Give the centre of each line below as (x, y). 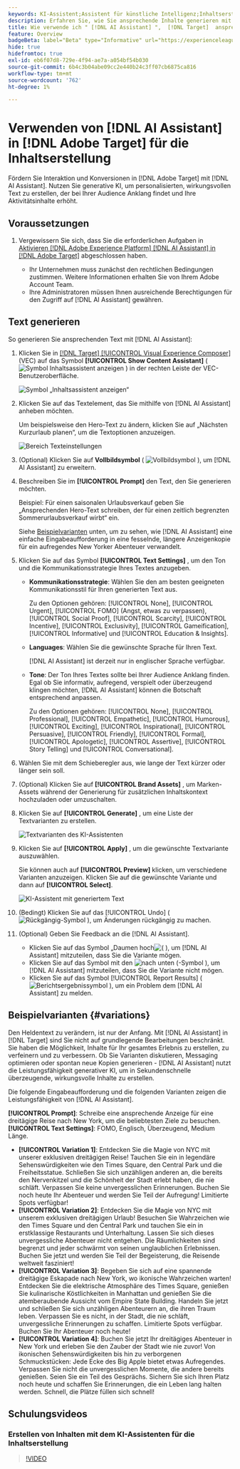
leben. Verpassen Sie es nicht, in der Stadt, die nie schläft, (104, 1316)
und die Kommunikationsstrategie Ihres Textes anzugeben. (105, 568)
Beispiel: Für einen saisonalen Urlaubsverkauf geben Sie (101, 502)
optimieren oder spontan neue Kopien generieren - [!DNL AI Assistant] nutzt (120, 1062)
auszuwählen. (39, 856)
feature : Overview (35, 34)
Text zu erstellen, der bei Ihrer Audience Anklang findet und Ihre (102, 194)
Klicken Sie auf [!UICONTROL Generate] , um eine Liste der (106, 813)
